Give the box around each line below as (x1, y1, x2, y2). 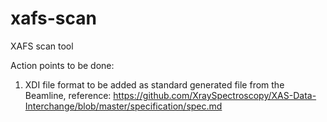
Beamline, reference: (24, 89, 112, 101)
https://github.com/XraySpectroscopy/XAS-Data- (113, 89, 317, 101)
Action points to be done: (10, 59, 115, 71)
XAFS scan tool (10, 40, 74, 52)
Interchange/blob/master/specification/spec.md (24, 100, 223, 112)
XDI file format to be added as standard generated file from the (24, 78, 285, 91)
